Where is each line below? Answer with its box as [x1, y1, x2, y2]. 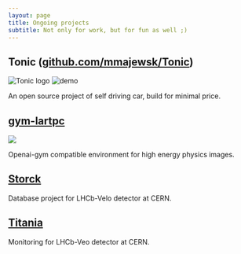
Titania [8, 216, 43, 230]
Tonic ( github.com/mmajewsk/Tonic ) [8, 55, 194, 68]
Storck [8, 172, 42, 186]
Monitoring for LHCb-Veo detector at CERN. [8, 237, 150, 246]
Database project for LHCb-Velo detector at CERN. [8, 193, 172, 203]
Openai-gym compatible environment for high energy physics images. [8, 150, 235, 159]
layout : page [8, 11, 51, 20]
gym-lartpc [8, 114, 65, 127]
